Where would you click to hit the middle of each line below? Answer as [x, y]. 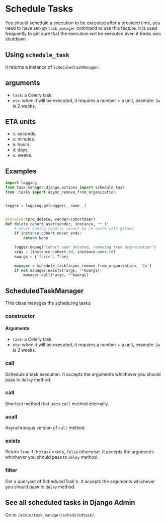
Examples [21, 171]
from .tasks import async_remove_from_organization [60, 192]
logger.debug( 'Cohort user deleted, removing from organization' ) [85, 247]
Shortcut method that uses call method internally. [57, 403]
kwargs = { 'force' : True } [41, 256]
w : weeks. [22, 155]
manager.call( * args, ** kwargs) [56, 275]
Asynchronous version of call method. [46, 428]
